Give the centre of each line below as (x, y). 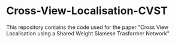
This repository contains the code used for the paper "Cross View (87, 27)
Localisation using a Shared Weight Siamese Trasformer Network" (88, 33)
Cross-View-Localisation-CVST (87, 11)
